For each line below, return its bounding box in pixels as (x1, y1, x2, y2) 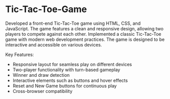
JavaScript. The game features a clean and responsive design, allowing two (5, 25, 164, 31)
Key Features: (5, 52, 34, 58)
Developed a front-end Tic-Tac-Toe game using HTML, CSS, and (5, 20, 141, 26)
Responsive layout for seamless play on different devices (12, 61, 132, 67)
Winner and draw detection (12, 72, 70, 78)
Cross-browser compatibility (12, 88, 73, 94)
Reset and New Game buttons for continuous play (12, 82, 117, 89)
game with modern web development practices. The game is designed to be (5, 36, 165, 42)
